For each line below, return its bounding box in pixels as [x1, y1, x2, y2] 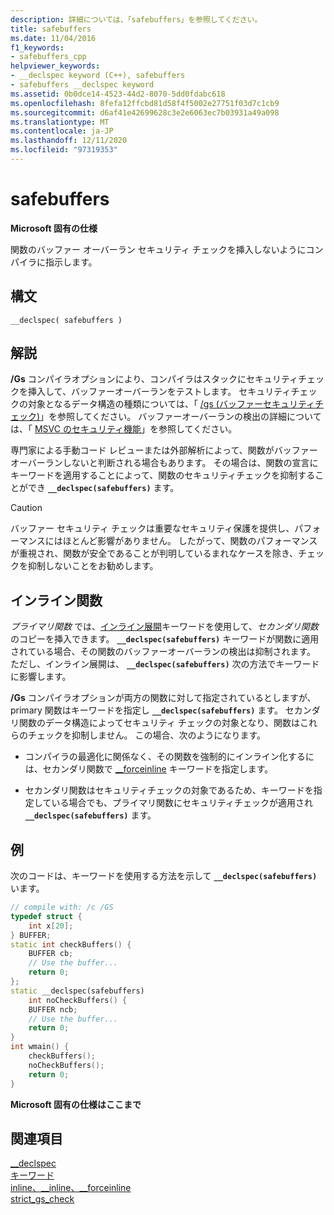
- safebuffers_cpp [10, 52, 87, 62]
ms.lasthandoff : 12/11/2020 [10, 136, 128, 146]
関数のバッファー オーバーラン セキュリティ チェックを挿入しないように [10, 243, 307, 255]
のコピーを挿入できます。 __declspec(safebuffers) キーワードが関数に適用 [10, 633, 320, 645]
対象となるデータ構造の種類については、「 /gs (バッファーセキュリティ [27, 398, 316, 410]
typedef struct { [10, 911, 83, 921]
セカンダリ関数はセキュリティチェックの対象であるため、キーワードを [24, 784, 314, 796]
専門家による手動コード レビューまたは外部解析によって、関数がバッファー [10, 444, 318, 456]
